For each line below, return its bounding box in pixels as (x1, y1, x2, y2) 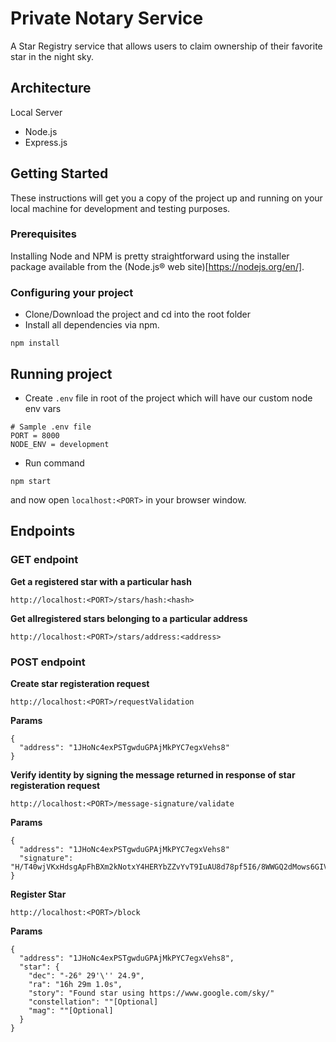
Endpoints (10, 523, 76, 540)
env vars (24, 402, 62, 414)
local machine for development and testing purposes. (10, 202, 231, 214)
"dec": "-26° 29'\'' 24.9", (28, 970, 145, 981)
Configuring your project (10, 285, 134, 299)
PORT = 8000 (10, 430, 60, 441)
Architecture (10, 80, 92, 97)
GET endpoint (10, 553, 79, 567)
